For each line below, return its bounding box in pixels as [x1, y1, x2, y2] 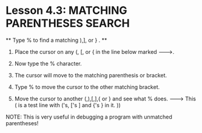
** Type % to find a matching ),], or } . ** [5, 36, 107, 44]
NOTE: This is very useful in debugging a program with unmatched [5, 113, 172, 120]
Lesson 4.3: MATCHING [5, 4, 128, 18]
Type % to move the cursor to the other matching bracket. [14, 83, 160, 91]
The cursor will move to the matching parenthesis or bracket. [14, 71, 167, 79]
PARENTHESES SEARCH [5, 16, 130, 30]
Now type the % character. [14, 60, 82, 67]
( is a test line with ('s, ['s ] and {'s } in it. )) [14, 101, 121, 109]
